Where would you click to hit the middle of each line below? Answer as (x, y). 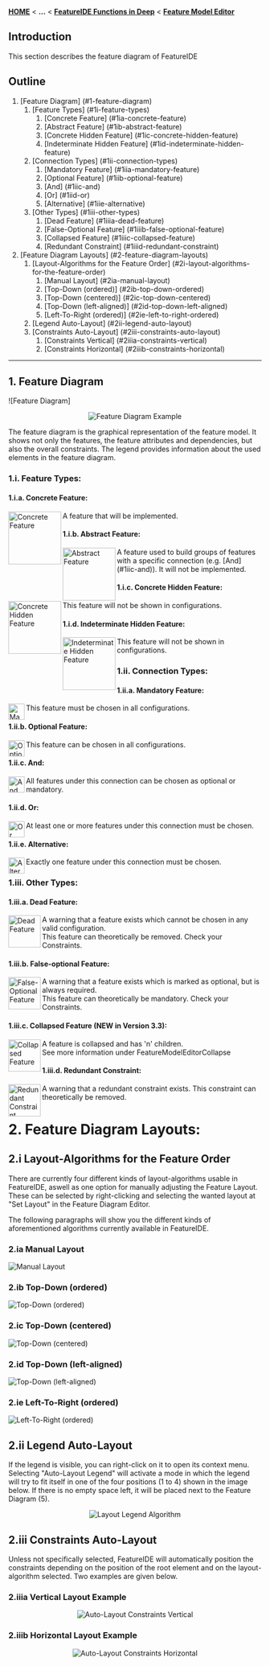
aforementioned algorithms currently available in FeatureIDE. (108, 1228)
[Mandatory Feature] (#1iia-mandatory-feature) (122, 169)
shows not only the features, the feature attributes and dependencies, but (131, 441)
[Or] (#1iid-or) (67, 195)
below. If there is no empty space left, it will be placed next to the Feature (130, 1491)
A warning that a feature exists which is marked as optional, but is (151, 981)
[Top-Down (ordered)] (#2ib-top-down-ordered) (124, 289)
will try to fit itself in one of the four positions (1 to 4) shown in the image (128, 1482)
